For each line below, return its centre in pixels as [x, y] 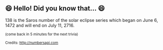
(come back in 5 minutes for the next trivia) [41, 34]
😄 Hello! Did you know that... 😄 [55, 8]
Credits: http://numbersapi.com [32, 43]
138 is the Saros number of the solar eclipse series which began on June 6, [81, 20]
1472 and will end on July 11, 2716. [40, 25]
